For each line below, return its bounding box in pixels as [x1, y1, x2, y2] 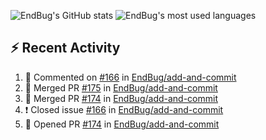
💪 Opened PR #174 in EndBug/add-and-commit [24, 118, 220, 130]
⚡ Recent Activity [10, 40, 121, 57]
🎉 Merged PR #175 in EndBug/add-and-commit [24, 81, 218, 94]
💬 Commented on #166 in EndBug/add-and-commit [24, 71, 237, 83]
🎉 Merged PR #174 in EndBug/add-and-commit [24, 92, 218, 104]
